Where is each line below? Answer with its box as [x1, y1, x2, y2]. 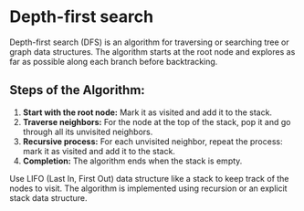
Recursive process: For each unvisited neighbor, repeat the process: [22, 135, 283, 147]
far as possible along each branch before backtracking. [9, 56, 218, 67]
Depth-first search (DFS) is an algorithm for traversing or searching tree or [9, 37, 289, 47]
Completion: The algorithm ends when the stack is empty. [22, 155, 243, 166]
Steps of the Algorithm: [9, 82, 146, 98]
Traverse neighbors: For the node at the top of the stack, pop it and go [22, 116, 291, 127]
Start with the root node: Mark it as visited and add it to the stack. [22, 107, 272, 118]
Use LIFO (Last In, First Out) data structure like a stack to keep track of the [9, 173, 289, 184]
